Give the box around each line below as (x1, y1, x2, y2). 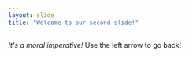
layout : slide (8, 11, 55, 20)
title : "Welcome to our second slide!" (8, 19, 139, 27)
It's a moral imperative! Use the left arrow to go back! (8, 40, 182, 49)
